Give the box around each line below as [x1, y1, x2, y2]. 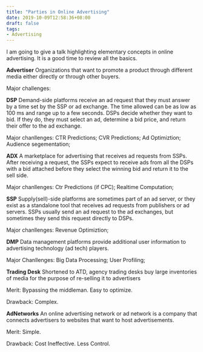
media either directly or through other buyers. [6, 73, 120, 80]
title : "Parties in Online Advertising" [6, 9, 110, 15]
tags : [6, 26, 20, 32]
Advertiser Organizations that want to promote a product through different [6, 66, 193, 74]
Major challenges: [6, 85, 52, 92]
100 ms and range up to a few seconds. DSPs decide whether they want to [6, 109, 193, 117]
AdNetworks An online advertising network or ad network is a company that [6, 310, 198, 317]
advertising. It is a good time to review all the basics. [6, 55, 138, 62]
